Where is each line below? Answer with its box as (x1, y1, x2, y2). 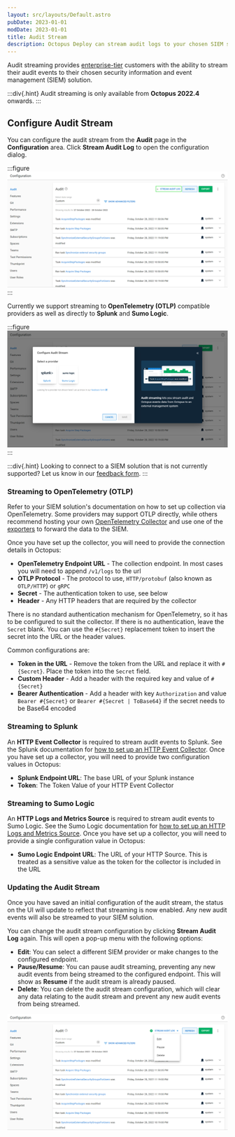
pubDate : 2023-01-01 (7, 18, 68, 26)
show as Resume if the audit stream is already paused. (17, 977, 176, 986)
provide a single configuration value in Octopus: (7, 836, 145, 845)
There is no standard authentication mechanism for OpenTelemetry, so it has (7, 610, 228, 619)
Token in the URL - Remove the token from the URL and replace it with (17, 660, 220, 668)
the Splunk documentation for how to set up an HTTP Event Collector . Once (7, 745, 225, 754)
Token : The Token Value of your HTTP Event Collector (17, 781, 174, 789)
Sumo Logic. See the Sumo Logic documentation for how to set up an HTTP (7, 821, 226, 830)
